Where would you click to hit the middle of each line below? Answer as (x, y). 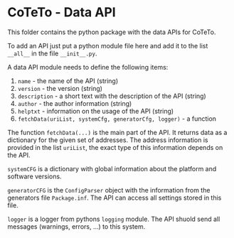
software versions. (34, 176)
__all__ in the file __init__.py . (52, 53)
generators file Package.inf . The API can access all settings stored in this (115, 198)
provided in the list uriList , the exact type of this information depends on (115, 147)
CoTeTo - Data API (62, 12)
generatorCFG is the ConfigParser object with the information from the (109, 190)
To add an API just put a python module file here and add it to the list (108, 45)
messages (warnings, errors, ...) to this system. (76, 226)
